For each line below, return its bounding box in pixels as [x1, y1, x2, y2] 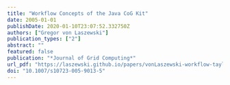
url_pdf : [7, 61, 32, 68]
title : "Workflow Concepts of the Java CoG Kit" [7, 10, 149, 17]
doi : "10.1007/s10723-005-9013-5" [7, 67, 106, 74]
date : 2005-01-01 [7, 16, 57, 23]
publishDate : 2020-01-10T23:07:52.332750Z [7, 23, 130, 29]
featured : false [7, 49, 53, 56]
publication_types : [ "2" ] [7, 36, 81, 42]
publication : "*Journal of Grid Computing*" [7, 55, 136, 62]
